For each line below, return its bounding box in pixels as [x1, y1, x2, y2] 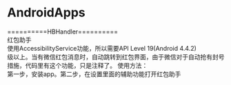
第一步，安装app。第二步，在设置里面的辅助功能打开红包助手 [7, 70, 181, 78]
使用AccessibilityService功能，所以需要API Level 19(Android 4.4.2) [7, 44, 197, 52]
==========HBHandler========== [7, 27, 119, 36]
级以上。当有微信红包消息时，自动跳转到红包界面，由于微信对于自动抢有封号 [7, 53, 225, 61]
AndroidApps [7, 5, 86, 21]
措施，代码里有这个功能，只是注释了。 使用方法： [7, 61, 148, 69]
